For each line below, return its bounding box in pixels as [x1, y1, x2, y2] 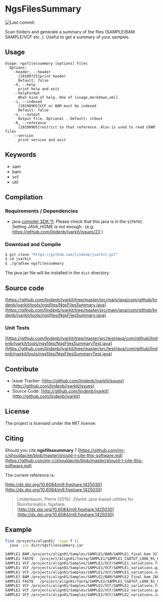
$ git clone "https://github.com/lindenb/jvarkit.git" [5, 252, 118, 257]
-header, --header [14, 69, 51, 74]
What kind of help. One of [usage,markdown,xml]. [17, 95, 120, 100]
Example [5, 526, 32, 534]
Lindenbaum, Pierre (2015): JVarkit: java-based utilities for [16, 496, 133, 502]
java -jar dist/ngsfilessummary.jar [9, 543, 83, 548]
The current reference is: [5, 472, 55, 478]
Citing [5, 435, 24, 443]
